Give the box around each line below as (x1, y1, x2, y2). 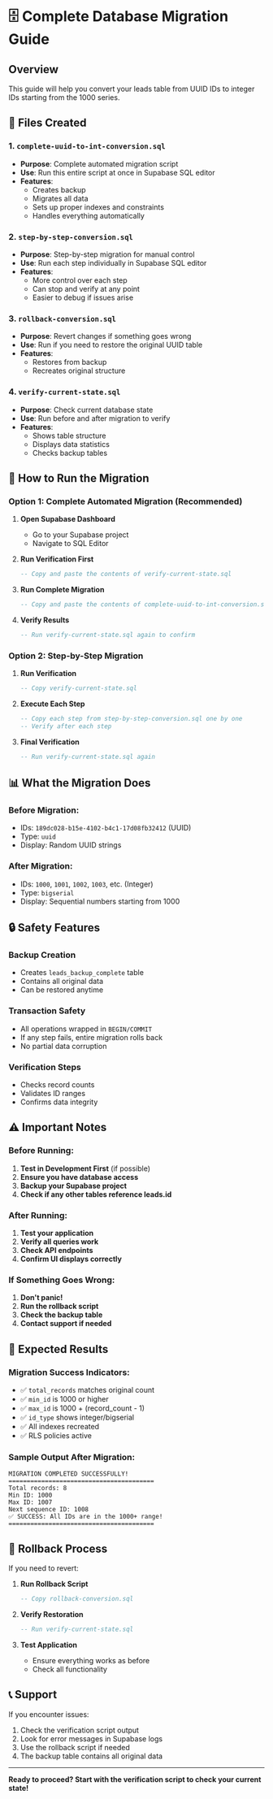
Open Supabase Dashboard (19, 514, 115, 524)
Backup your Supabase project (19, 1181, 128, 1190)
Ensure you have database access (19, 1172, 139, 1181)
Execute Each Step (19, 699, 85, 709)
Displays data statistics (32, 439, 110, 449)
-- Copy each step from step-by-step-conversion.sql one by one (19, 715, 243, 723)
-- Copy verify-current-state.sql (19, 684, 137, 692)
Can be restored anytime (19, 985, 104, 995)
